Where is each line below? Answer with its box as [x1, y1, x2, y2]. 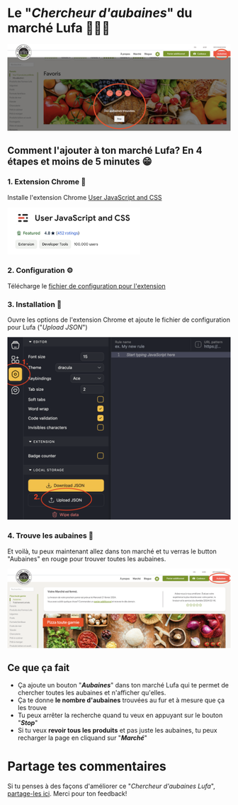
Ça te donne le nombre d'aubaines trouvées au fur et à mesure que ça [17, 696, 225, 704]
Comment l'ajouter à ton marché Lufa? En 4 [7, 145, 203, 157]
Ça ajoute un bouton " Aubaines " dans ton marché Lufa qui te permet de [17, 680, 229, 689]
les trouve [17, 703, 47, 711]
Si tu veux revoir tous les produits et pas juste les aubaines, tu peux [17, 726, 217, 734]
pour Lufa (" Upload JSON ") [7, 323, 88, 332]
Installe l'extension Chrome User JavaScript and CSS [7, 193, 162, 201]
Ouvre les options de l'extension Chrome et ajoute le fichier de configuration [7, 315, 230, 324]
